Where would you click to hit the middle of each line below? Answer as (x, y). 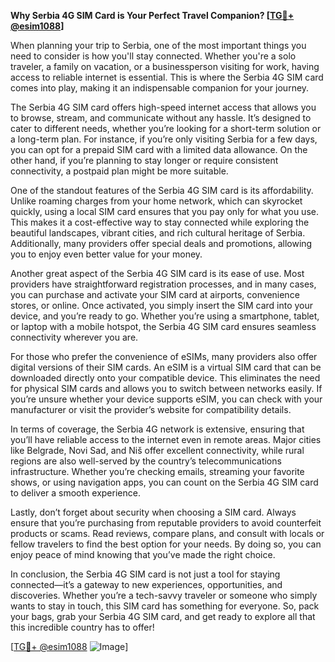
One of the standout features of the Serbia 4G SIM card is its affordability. (162, 190)
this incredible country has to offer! (82, 627)
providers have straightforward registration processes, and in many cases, (163, 284)
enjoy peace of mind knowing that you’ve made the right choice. (143, 554)
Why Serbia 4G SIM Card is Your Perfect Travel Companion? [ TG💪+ (152, 15)
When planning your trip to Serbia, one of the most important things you (158, 45)
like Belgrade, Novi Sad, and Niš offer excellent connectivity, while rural (157, 450)
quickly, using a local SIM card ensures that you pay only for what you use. (164, 211)
